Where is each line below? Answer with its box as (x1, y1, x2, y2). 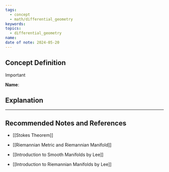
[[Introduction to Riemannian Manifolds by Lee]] (12, 161, 112, 167)
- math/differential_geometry (10, 17, 73, 22)
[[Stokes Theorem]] (12, 132, 54, 138)
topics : (5, 26, 22, 31)
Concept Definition (5, 59, 66, 67)
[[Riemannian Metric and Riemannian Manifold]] (12, 142, 112, 148)
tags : (5, 7, 17, 13)
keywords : (5, 21, 26, 27)
